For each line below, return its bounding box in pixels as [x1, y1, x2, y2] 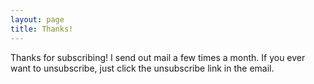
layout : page [10, 14, 65, 25]
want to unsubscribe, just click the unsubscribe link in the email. [10, 62, 275, 74]
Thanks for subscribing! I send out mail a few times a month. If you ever [10, 51, 306, 63]
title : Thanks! [10, 24, 74, 34]
